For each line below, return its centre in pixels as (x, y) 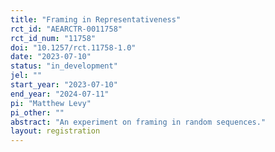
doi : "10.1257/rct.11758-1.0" (73, 47)
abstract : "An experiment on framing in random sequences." (138, 122)
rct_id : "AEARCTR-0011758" (66, 29)
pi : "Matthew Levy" (51, 103)
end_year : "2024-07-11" (60, 94)
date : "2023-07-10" (51, 57)
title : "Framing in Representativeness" (96, 19)
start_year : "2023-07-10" (64, 85)
